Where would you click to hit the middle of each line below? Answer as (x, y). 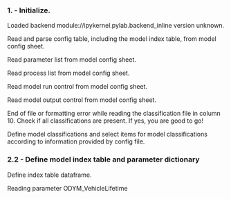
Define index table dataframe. (49, 175)
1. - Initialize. (29, 10)
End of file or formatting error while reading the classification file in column (114, 114)
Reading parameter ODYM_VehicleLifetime (67, 188)
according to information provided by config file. (76, 141)
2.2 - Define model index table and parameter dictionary (103, 159)
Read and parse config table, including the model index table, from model (112, 39)
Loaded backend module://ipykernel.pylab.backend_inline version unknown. (116, 26)
